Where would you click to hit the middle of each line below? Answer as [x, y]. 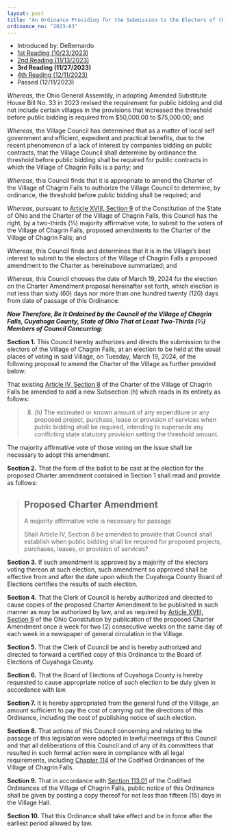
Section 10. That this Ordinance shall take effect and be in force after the [110, 816]
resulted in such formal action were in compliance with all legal [96, 753]
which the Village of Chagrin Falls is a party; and [75, 167]
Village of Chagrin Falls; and [47, 238]
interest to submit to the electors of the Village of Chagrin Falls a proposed [112, 258]
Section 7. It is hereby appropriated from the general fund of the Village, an [113, 703]
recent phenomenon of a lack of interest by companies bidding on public [110, 146]
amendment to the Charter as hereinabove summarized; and [92, 266]
